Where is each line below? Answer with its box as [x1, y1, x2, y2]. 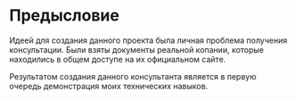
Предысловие [9, 5, 120, 26]
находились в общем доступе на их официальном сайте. [9, 54, 226, 64]
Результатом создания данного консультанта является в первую [9, 71, 257, 81]
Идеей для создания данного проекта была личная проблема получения [9, 35, 288, 46]
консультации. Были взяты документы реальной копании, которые [9, 44, 265, 54]
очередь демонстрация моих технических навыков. [9, 80, 209, 91]
